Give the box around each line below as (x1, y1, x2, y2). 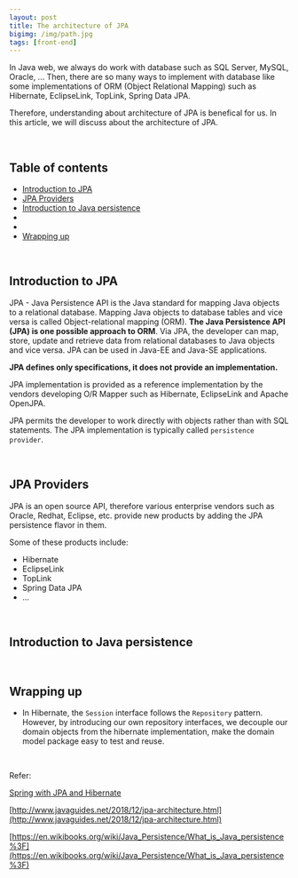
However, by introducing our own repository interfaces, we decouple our (21, 717, 288, 728)
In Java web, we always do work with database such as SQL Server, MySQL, (9, 62, 289, 73)
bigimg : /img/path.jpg (9, 29, 93, 38)
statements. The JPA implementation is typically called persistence (9, 424, 255, 435)
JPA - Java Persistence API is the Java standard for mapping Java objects (9, 297, 280, 307)
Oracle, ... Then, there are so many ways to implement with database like (9, 72, 276, 83)
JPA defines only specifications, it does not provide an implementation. (9, 362, 278, 372)
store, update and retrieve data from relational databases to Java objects (9, 335, 275, 346)
